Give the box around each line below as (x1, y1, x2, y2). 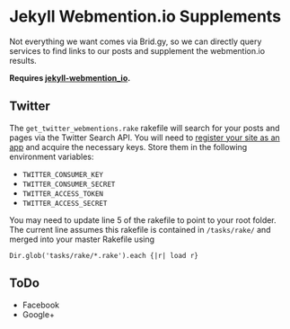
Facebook (22, 299, 60, 310)
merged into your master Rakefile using (9, 234, 155, 245)
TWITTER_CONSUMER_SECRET (22, 180, 116, 189)
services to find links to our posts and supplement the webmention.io (9, 45, 266, 56)
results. (9, 55, 38, 66)
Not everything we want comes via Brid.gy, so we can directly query (9, 36, 262, 47)
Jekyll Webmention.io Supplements (9, 6, 281, 27)
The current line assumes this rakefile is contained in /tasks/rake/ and (9, 224, 271, 235)
